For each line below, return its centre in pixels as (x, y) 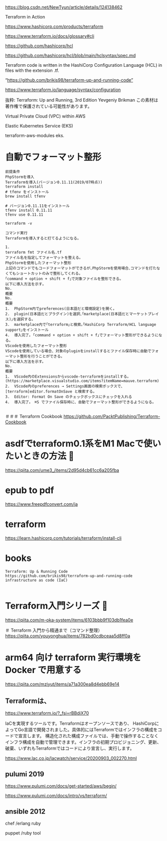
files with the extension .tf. (32, 70)
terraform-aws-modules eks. (35, 136)
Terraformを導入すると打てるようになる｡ (42, 238)
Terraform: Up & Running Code (37, 571)
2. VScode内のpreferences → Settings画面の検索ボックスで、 (65, 386)
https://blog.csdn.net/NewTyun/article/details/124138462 (64, 7)
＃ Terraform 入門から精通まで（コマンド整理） (54, 630)
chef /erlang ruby (23, 823)
